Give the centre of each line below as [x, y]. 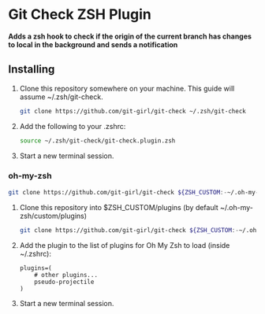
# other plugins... [66, 275]
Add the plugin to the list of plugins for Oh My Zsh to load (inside [125, 245]
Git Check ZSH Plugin [80, 15]
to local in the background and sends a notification [93, 44]
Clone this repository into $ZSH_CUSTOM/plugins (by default [119, 207]
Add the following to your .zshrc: [73, 126]
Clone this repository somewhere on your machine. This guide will [127, 88]
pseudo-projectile [64, 282]
